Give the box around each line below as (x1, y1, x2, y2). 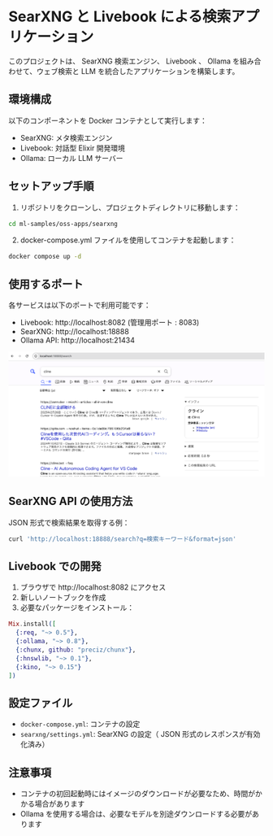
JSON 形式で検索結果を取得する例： (8, 517, 130, 527)
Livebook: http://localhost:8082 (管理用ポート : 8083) (19, 318, 200, 328)
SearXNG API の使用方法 (8, 494, 133, 508)
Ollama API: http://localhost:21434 (19, 335, 136, 346)
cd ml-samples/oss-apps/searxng (8, 220, 118, 228)
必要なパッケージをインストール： (19, 603, 135, 612)
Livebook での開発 (8, 560, 102, 573)
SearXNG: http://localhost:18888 (19, 327, 130, 337)
